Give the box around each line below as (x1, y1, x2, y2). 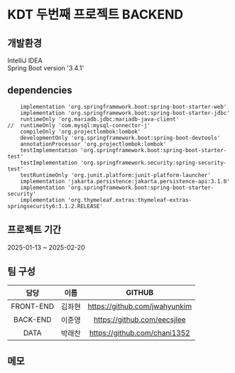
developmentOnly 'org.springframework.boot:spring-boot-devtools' (20, 134, 221, 141)
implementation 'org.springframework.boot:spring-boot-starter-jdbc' (20, 109, 231, 117)
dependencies (7, 85, 72, 97)
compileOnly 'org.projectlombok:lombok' (20, 128, 141, 135)
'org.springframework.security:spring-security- (80, 159, 227, 166)
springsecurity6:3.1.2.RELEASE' (7, 202, 103, 210)
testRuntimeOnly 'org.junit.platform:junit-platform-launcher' (20, 171, 212, 178)
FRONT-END (11, 301, 55, 311)
